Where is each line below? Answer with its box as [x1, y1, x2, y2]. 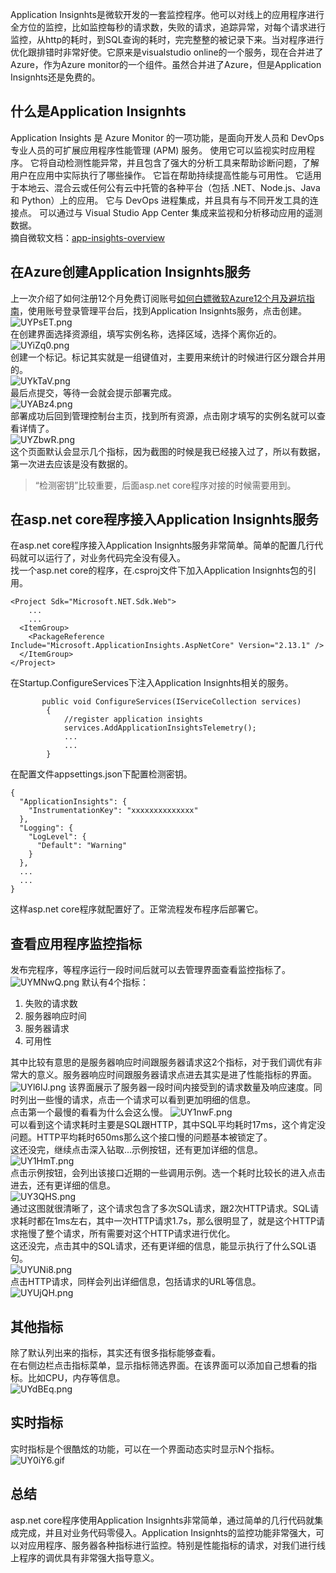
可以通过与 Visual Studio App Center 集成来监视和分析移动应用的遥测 [38, 206, 323, 218]
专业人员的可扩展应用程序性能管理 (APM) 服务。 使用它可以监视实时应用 [10, 144, 307, 156]
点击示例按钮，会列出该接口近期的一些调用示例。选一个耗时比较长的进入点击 [10, 1167, 326, 1179]
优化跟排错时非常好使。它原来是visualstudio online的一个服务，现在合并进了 [10, 46, 324, 58]
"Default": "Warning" [36, 841, 128, 851]
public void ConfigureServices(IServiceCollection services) [41, 697, 302, 707]
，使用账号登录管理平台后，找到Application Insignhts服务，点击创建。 [19, 304, 307, 317]
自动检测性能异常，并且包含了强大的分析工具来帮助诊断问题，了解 [47, 156, 320, 168]
